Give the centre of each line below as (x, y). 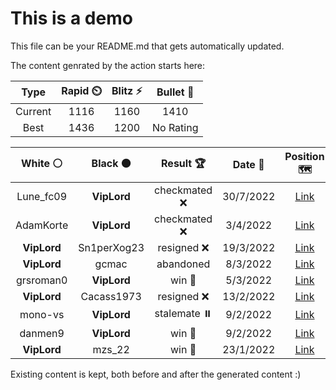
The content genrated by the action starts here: (108, 65)
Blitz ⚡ (127, 90)
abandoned (183, 264)
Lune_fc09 (42, 196)
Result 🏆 (184, 163)
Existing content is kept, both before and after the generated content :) (156, 374)
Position (304, 156)
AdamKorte (42, 225)
